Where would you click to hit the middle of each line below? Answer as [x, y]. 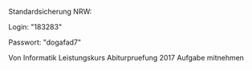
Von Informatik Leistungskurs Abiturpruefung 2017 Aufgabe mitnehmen [126, 58]
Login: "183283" [35, 27]
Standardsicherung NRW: [50, 12]
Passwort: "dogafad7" [45, 42]
